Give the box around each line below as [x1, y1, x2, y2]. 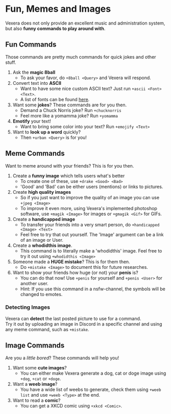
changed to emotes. [20, 291, 63, 297]
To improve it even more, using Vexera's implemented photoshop [20, 205, 157, 211]
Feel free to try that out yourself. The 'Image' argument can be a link [20, 231, 164, 238]
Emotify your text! [12, 118, 51, 124]
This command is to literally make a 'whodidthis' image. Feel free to [20, 247, 162, 254]
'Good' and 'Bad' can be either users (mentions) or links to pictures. [20, 183, 163, 190]
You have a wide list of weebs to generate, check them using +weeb [20, 386, 161, 393]
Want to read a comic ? [12, 397, 61, 403]
